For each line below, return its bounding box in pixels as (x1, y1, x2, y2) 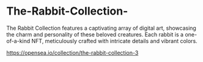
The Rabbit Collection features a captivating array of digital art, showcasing (6, 24, 197, 32)
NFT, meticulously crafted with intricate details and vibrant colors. (31, 37, 197, 44)
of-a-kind (6, 37, 31, 44)
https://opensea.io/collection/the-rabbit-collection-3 (6, 49, 139, 56)
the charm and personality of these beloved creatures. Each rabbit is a (6, 30, 184, 38)
